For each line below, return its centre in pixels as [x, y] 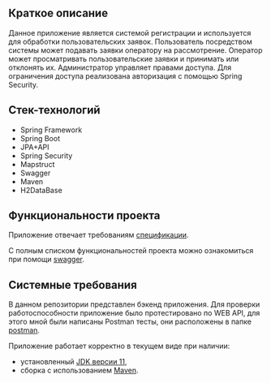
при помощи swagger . [47, 260]
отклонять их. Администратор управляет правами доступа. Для [120, 67]
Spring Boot [40, 138]
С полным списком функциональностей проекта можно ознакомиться [131, 251]
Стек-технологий [54, 110]
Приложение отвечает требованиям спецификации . [99, 235]
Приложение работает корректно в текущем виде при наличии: [119, 346]
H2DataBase [41, 190]
